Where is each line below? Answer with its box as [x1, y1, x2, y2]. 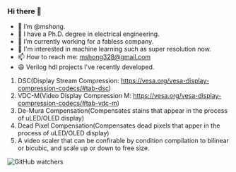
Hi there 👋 [7, 6, 42, 16]
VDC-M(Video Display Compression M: [17, 92, 132, 100]
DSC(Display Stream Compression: [17, 77, 120, 85]
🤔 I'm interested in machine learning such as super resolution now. [17, 45, 212, 54]
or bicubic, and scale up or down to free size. [17, 144, 150, 152]
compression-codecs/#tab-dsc [17, 84, 110, 92]
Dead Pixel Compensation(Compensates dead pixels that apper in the [17, 121, 220, 130]
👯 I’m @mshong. [17, 23, 66, 31]
